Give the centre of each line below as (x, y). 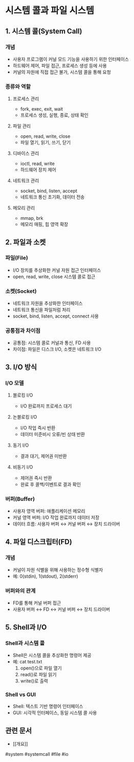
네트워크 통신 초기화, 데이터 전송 (52, 197)
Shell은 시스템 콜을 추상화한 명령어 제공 (52, 655)
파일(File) (17, 258)
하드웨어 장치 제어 (38, 170)
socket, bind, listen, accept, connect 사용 (55, 316)
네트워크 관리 (26, 181)
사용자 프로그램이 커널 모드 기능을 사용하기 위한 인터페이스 (71, 59)
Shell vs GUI (21, 695)
